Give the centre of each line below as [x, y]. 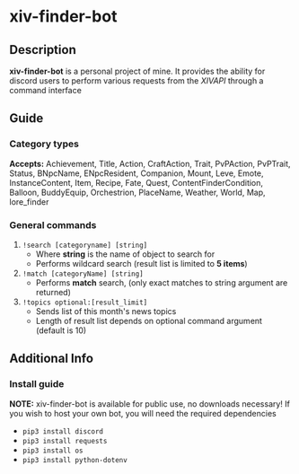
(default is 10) [61, 330]
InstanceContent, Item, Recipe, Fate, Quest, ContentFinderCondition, [136, 182]
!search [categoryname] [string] [85, 245]
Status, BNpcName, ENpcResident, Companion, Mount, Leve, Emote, [136, 173]
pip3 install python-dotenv [75, 460]
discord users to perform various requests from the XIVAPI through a [136, 81]
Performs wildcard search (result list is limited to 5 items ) [142, 263]
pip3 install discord [62, 431]
